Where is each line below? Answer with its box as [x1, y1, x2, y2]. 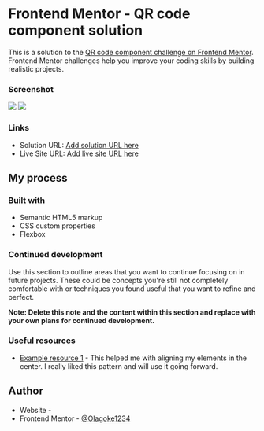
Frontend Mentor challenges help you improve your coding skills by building [8, 56, 255, 65]
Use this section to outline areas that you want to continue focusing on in [8, 267, 246, 276]
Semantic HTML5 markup [19, 213, 103, 223]
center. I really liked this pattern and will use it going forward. [19, 361, 218, 370]
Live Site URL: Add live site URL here [19, 149, 139, 158]
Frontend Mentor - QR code [8, 5, 191, 23]
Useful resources [8, 335, 76, 346]
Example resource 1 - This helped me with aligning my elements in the [19, 353, 247, 363]
